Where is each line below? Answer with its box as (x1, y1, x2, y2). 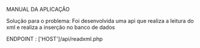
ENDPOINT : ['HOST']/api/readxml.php (6, 35, 103, 42)
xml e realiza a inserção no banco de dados (6, 24, 115, 31)
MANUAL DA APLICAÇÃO (6, 6, 70, 13)
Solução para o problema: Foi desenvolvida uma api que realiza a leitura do (6, 17, 194, 24)
